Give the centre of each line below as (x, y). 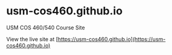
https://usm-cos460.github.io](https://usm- (112, 39)
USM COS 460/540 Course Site (46, 27)
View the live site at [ (32, 39)
